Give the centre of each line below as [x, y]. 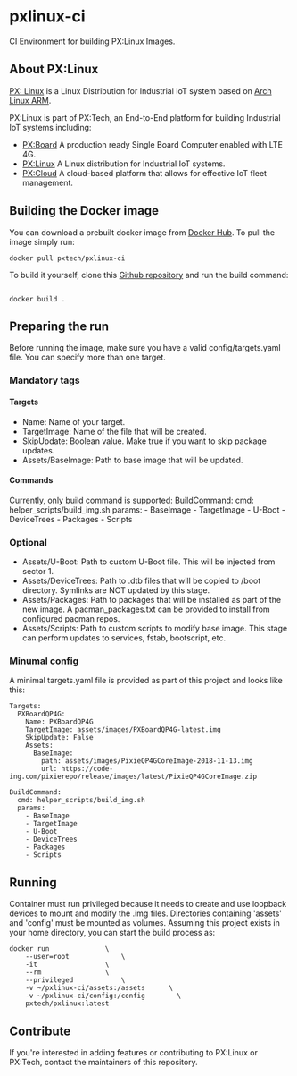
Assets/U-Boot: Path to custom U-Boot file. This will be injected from [148, 562]
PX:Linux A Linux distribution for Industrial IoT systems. [124, 164]
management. [48, 182]
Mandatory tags [45, 380]
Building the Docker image [84, 211]
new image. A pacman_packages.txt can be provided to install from [146, 609]
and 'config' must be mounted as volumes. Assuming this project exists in [145, 923]
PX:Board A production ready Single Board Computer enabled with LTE [153, 144]
